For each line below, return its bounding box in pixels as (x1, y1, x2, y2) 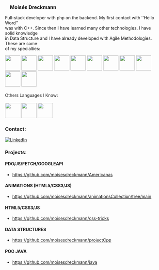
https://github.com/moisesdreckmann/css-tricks (12, 215, 109, 222)
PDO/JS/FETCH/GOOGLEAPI (5, 161, 64, 167)
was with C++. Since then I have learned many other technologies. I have (5, 25, 151, 31)
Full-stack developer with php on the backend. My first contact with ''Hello (5, 15, 154, 21)
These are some (5, 41, 38, 47)
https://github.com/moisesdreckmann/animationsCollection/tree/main (12, 193, 152, 199)
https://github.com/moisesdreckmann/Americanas (12, 172, 113, 177)
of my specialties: (5, 46, 40, 52)
